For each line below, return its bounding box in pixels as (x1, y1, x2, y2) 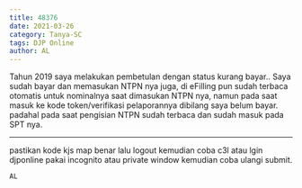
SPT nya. (9, 119, 43, 130)
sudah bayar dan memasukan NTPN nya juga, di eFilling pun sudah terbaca (9, 81, 289, 92)
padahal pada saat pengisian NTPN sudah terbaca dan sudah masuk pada (9, 110, 285, 121)
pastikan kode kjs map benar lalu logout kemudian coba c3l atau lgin (9, 145, 263, 156)
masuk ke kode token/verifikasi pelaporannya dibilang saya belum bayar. (9, 100, 279, 111)
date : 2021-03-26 (9, 22, 75, 31)
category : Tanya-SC (9, 30, 83, 39)
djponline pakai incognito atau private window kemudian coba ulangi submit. (9, 155, 293, 166)
